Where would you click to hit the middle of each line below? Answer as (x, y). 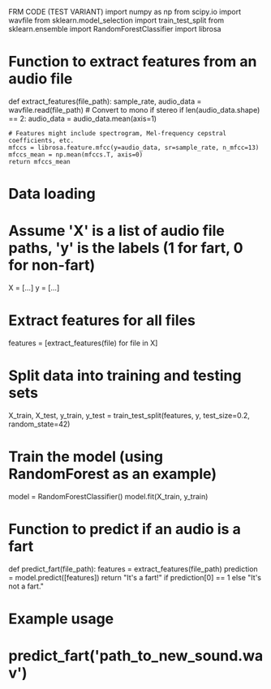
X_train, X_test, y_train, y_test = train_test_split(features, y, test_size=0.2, (129, 415)
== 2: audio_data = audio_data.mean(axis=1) (82, 118)
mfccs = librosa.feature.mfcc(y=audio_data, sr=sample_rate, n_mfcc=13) (134, 148)
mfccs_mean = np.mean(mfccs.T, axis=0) (76, 154)
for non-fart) (52, 265)
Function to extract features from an (133, 62)
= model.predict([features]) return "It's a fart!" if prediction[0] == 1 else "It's (135, 577)
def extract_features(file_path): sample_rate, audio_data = (105, 101)
